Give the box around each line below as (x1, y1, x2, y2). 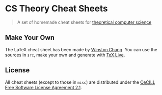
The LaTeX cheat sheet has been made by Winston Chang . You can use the (5, 46, 158, 52)
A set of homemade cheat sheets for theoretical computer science (17, 19, 152, 25)
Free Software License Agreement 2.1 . (5, 84, 82, 90)
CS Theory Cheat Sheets (5, 3, 108, 14)
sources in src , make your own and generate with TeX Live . (5, 52, 125, 58)
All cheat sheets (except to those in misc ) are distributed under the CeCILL (5, 79, 156, 85)
